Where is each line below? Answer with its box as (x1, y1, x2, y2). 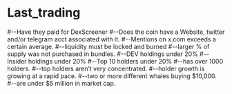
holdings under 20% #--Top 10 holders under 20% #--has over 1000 (28, 57, 223, 65)
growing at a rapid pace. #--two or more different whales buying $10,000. (7, 71, 217, 80)
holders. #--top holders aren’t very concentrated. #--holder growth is (7, 64, 205, 73)
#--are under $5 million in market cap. (7, 79, 116, 87)
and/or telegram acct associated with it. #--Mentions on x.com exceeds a (7, 35, 216, 43)
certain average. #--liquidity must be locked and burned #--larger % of (7, 42, 210, 50)
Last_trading (7, 5, 81, 21)
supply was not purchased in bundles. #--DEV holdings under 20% (7, 50, 198, 58)
